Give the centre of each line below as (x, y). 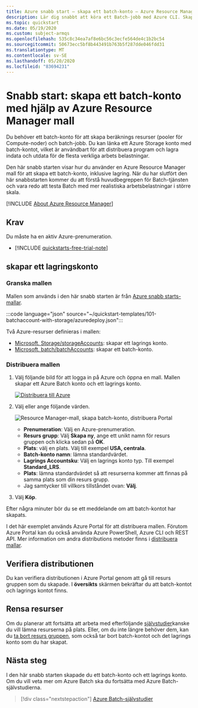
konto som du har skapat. (37, 642)
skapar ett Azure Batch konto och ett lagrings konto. (78, 383)
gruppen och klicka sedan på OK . (64, 442)
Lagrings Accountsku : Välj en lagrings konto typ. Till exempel (98, 461)
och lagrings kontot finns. (37, 590)
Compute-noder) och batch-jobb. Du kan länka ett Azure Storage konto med (99, 143)
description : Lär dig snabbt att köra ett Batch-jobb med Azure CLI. (93, 17)
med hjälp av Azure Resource (79, 108)
